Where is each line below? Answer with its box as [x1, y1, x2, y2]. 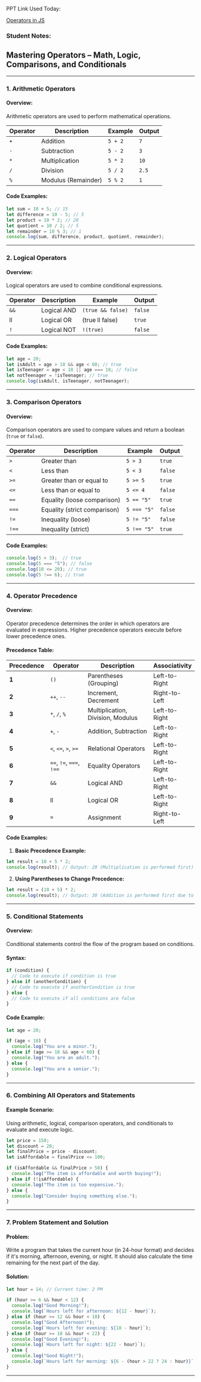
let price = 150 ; [6, 1137, 50, 1143]
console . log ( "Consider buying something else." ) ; [11, 1193, 138, 1199]
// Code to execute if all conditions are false [11, 995, 135, 1001]
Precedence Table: [6, 646, 54, 653]
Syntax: [6, 954, 26, 962]
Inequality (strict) [41, 525, 90, 533]
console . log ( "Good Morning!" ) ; [11, 1303, 90, 1309]
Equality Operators [87, 762, 141, 770]
